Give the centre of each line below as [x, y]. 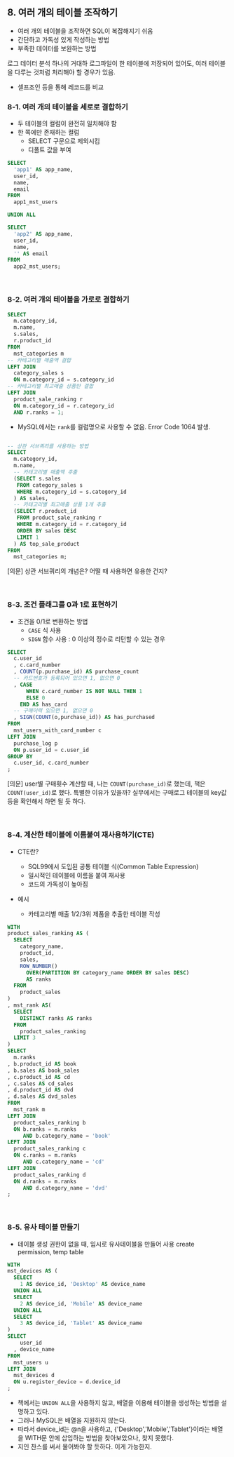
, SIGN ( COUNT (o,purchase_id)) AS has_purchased [84, 718]
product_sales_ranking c [50, 1149]
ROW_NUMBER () [39, 966]
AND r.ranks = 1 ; [39, 412]
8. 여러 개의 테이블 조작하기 [63, 13]
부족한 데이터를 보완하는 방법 [57, 48]
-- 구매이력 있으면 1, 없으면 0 [53, 711]
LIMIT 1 [28, 537]
